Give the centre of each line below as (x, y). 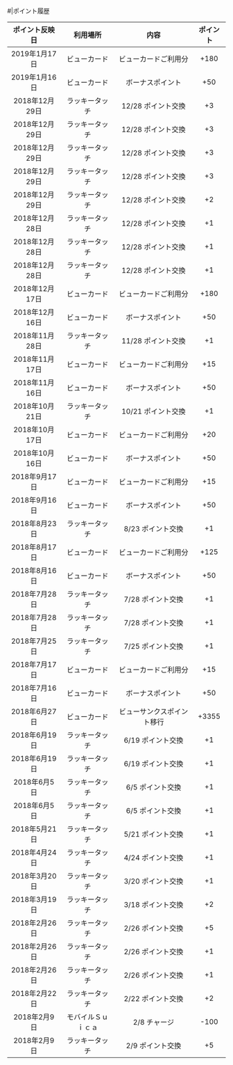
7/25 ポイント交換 (154, 646)
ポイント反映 (34, 30)
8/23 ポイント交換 (154, 529)
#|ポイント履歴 (28, 11)
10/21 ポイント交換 (153, 411)
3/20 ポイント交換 (154, 881)
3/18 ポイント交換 (154, 905)
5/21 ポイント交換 (154, 834)
